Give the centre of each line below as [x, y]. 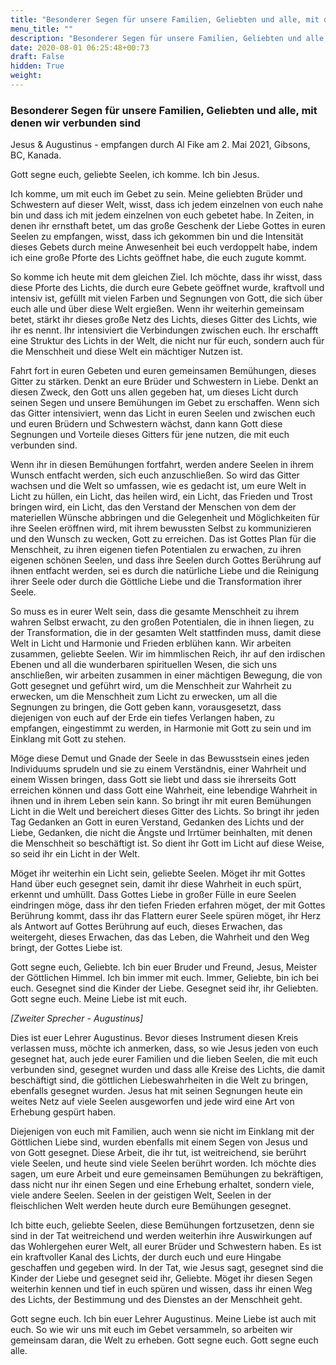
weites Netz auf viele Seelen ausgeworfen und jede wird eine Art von [152, 1102]
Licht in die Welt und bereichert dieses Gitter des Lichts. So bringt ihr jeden [165, 812]
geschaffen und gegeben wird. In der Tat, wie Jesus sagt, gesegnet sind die [167, 1268]
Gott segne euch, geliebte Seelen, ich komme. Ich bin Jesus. [135, 175]
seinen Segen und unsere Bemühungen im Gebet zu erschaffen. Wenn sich [165, 403]
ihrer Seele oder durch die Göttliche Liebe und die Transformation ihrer [156, 582]
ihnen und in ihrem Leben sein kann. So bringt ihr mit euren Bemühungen [161, 801]
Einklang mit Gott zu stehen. [68, 739]
